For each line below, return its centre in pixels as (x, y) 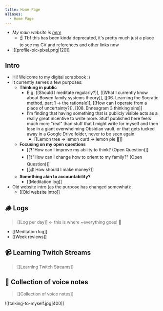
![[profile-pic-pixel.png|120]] (41, 50)
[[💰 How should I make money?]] (60, 170)
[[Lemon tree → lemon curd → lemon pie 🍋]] (78, 139)
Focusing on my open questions (52, 145)
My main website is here (37, 33)
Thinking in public (38, 88)
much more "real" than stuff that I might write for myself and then (92, 124)
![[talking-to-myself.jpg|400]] (35, 303)
